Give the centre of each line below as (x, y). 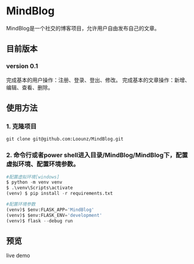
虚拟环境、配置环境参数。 (43, 164)
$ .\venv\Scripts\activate (40, 188)
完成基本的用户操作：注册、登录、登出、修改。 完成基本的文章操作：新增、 (98, 80)
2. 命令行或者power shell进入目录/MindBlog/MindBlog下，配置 (97, 155)
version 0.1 (22, 66)
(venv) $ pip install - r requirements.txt (60, 194)
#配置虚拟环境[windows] (33, 177)
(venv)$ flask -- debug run (40, 221)
